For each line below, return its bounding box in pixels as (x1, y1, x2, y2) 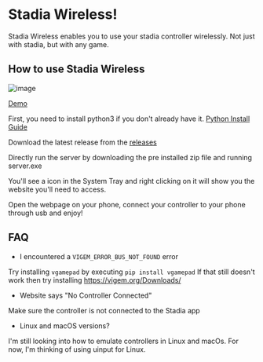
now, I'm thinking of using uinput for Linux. (8, 344, 146, 354)
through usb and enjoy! (8, 208, 84, 218)
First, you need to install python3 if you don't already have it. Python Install (8, 114, 250, 123)
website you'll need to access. (8, 185, 107, 194)
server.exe (8, 161, 42, 170)
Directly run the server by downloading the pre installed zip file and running (8, 152, 253, 162)
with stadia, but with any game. (8, 39, 109, 49)
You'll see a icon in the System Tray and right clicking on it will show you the (8, 176, 255, 185)
